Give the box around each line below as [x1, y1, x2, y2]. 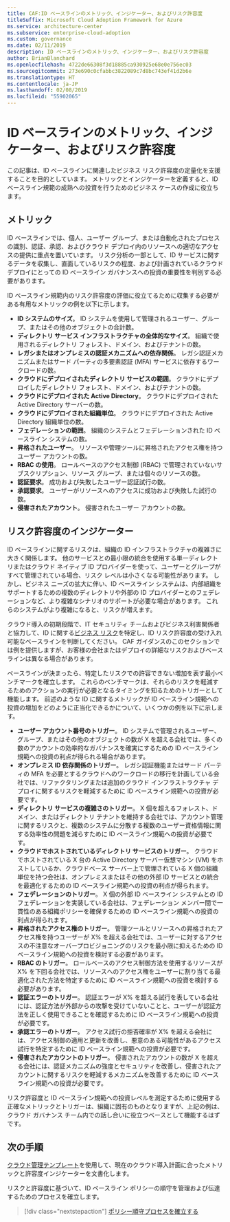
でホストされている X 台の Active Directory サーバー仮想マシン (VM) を [16, 855, 218, 864]
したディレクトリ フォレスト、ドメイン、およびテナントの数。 [29, 383, 205, 391]
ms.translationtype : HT [7, 74, 76, 81]
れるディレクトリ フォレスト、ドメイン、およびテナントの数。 [29, 340, 205, 348]
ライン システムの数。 [29, 435, 91, 443]
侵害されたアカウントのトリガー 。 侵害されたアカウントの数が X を [16, 1053, 207, 1061]
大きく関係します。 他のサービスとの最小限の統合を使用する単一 [7, 554, 189, 562]
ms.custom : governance [7, 36, 72, 43]
